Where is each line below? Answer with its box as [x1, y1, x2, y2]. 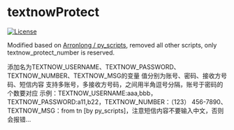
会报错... [7, 115, 31, 123]
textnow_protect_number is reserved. [7, 48, 115, 57]
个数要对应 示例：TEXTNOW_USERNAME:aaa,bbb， [7, 89, 157, 97]
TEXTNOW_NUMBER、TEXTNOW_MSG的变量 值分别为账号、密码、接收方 [7, 71, 221, 80]
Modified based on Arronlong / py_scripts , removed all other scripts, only [7, 41, 217, 49]
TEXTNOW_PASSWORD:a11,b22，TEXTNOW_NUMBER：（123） [7, 97, 191, 106]
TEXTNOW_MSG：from [7, 106, 75, 115]
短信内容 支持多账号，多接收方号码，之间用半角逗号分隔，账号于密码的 [19, 80, 224, 88]
